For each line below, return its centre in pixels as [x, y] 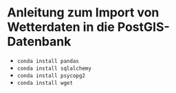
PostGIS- [143, 27]
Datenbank [39, 42]
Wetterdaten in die [61, 27]
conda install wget [45, 83]
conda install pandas [48, 61]
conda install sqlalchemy [54, 68]
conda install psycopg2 [51, 76]
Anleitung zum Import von [83, 13]
